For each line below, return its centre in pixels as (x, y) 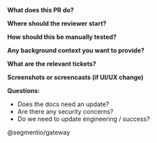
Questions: (24, 91)
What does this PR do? (41, 10)
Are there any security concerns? (65, 111)
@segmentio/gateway (39, 132)
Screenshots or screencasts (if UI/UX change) (75, 77)
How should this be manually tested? (62, 37)
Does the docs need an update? (63, 104)
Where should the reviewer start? (57, 23)
